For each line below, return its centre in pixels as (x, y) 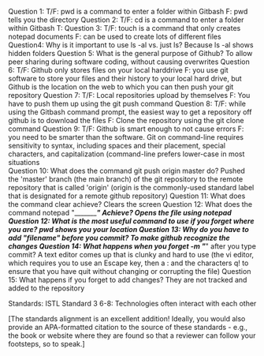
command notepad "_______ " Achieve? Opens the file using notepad (120, 213)
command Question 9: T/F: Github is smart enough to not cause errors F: (126, 129)
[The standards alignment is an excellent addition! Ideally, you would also (127, 319)
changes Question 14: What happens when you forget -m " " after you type (132, 246)
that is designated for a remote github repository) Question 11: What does (127, 196)
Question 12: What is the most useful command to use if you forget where (131, 221)
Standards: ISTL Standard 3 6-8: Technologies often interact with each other (132, 304)
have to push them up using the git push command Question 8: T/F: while (127, 103)
